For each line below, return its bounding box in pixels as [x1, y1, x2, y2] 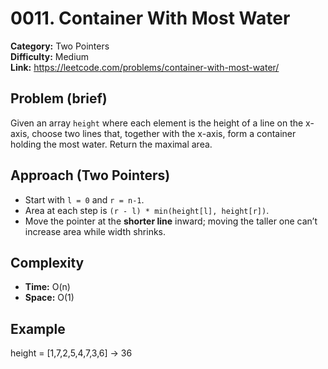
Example [10, 320, 66, 337]
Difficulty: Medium [10, 50, 90, 62]
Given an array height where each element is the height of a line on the [10, 117, 304, 129]
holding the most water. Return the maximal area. [10, 138, 213, 150]
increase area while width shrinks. [24, 225, 167, 237]
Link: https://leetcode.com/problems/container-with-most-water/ [10, 61, 280, 73]
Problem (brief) [10, 90, 108, 107]
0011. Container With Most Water [10, 7, 291, 30]
